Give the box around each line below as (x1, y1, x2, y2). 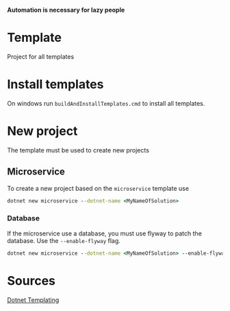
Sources (7, 273, 56, 288)
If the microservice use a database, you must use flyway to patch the (7, 229, 202, 238)
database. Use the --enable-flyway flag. (7, 236, 121, 244)
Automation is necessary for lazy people (7, 6, 125, 14)
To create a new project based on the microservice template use (7, 184, 190, 192)
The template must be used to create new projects (7, 146, 149, 154)
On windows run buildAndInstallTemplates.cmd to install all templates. (7, 99, 205, 107)
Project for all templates (7, 52, 75, 60)
